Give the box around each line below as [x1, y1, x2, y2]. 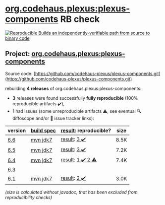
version [7, 127, 26, 134]
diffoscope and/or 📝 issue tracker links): [12, 115, 94, 121]
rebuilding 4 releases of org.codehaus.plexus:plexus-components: [5, 85, 142, 91]
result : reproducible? [60, 127, 111, 134]
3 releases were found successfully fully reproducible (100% [12, 95, 138, 101]
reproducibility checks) [5, 194, 53, 200]
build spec [30, 127, 56, 134]
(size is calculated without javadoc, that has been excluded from [5, 189, 138, 195]
